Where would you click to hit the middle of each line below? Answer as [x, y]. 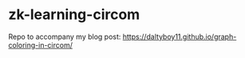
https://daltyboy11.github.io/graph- [180, 37]
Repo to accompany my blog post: [65, 37]
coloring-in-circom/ [41, 44]
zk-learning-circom [74, 15]
